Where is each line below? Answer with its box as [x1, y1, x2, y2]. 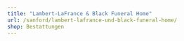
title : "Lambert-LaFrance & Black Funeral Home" [7, 10, 152, 17]
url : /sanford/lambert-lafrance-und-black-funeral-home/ [7, 17, 178, 24]
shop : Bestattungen [7, 23, 65, 30]
